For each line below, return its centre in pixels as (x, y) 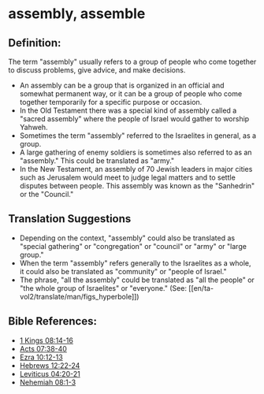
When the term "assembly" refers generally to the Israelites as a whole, (135, 263)
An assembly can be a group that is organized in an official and (122, 85)
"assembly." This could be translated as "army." (97, 161)
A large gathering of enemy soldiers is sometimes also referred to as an (136, 152)
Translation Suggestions (70, 219)
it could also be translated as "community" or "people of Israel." (123, 271)
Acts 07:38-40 (43, 348)
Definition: (35, 43)
